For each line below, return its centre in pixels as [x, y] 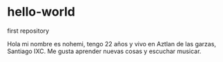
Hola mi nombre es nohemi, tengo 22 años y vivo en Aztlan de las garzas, [111, 44]
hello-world [41, 12]
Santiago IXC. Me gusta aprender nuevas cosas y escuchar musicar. [104, 51]
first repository [28, 31]
